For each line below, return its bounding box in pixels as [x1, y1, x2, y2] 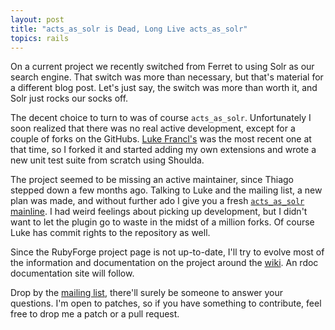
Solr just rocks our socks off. [10, 92, 129, 105]
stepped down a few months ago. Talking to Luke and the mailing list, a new [10, 184, 323, 196]
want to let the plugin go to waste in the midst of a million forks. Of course [10, 216, 315, 228]
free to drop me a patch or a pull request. [10, 308, 180, 320]
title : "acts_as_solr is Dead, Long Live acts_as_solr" [10, 24, 248, 34]
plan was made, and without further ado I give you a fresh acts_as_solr [10, 195, 305, 207]
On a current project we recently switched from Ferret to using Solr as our [10, 61, 315, 73]
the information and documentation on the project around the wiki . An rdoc [10, 257, 319, 269]
